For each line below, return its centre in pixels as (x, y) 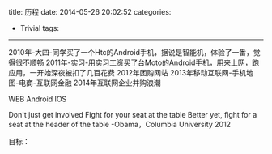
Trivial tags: (39, 28)
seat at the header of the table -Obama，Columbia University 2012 (120, 124)
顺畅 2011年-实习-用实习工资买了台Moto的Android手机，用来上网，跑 (144, 62)
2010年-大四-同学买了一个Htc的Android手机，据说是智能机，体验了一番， (131, 52)
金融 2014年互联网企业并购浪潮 (109, 83)
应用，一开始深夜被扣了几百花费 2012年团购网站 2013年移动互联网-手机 (127, 73)
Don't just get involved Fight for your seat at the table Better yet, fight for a (133, 115)
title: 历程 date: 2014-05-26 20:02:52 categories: (90, 12)
